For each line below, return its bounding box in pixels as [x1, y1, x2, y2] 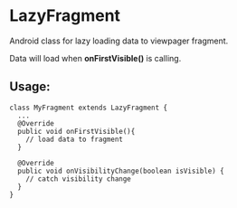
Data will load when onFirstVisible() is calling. [9, 52, 182, 63]
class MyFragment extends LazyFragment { [9, 103, 168, 112]
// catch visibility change [25, 174, 131, 184]
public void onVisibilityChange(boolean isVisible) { [17, 166, 224, 175]
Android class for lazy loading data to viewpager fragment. [9, 35, 229, 46]
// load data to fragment [25, 135, 124, 144]
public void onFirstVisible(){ [17, 127, 136, 136]
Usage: [9, 79, 52, 95]
